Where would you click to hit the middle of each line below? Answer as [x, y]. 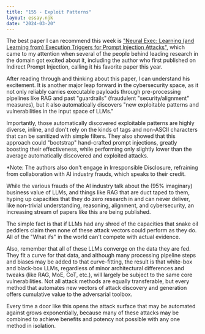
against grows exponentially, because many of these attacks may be [93, 313]
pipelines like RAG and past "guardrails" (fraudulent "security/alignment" [98, 98]
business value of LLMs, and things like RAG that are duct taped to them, [98, 192]
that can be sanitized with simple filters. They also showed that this [91, 136]
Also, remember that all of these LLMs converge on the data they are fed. [99, 249]
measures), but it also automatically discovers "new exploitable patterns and [103, 105]
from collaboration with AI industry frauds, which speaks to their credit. [96, 174]
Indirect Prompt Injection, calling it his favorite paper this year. [84, 67]
